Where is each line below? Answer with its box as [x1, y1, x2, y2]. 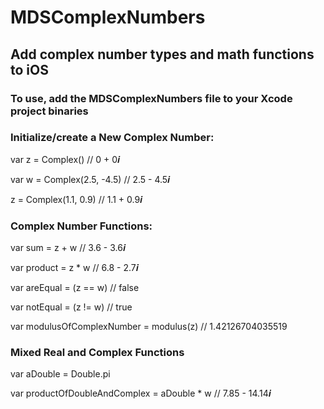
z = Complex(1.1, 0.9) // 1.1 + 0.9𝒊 [10, 193, 143, 205]
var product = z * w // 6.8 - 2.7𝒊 [10, 262, 139, 274]
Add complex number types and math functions [10, 46, 315, 63]
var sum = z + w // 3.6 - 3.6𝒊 [10, 242, 126, 254]
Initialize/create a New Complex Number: [10, 131, 215, 145]
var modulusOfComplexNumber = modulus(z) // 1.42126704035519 [10, 321, 288, 333]
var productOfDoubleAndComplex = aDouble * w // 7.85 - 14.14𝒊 [10, 387, 272, 400]
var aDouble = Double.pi [10, 368, 111, 380]
